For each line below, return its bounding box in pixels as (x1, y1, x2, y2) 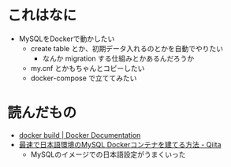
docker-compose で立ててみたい (30, 73, 137, 83)
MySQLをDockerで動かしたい (18, 34, 115, 43)
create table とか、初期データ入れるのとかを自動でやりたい (30, 43, 224, 53)
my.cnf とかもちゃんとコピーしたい (30, 63, 145, 72)
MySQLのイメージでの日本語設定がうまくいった (30, 150, 186, 159)
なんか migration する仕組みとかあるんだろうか (42, 54, 195, 63)
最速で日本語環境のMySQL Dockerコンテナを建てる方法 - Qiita (18, 139, 222, 149)
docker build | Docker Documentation (18, 130, 141, 139)
